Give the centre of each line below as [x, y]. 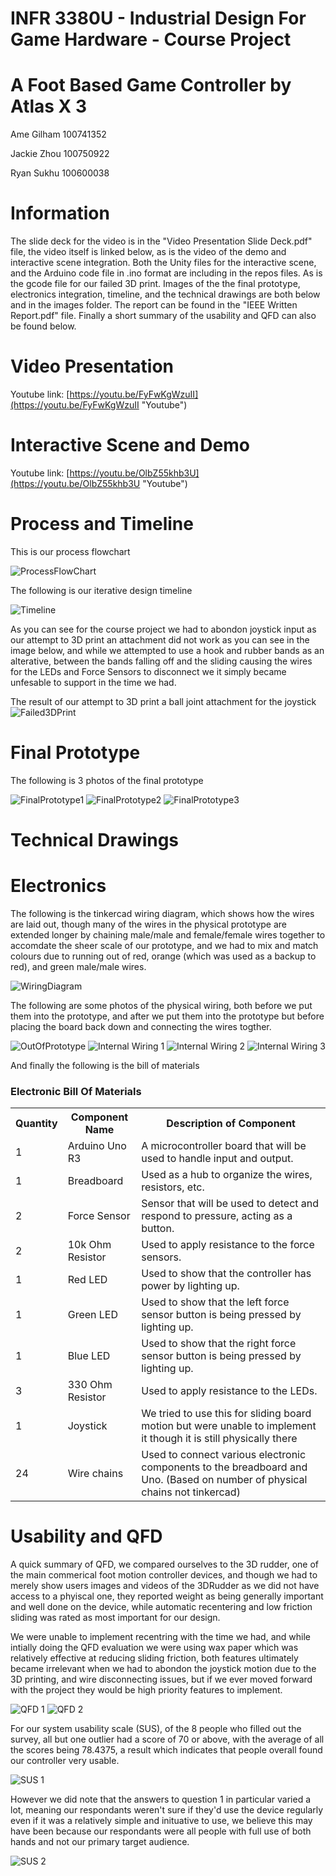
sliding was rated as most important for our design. [115, 1618]
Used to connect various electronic [224, 1455]
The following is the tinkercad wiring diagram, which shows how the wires [162, 913]
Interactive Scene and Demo [130, 445]
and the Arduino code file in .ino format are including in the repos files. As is [166, 273]
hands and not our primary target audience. [100, 1842]
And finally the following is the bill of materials [105, 1065]
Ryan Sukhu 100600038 [60, 173]
